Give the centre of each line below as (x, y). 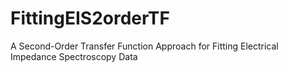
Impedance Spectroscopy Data (74, 56)
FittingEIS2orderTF (90, 18)
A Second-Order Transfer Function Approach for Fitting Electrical (144, 46)
